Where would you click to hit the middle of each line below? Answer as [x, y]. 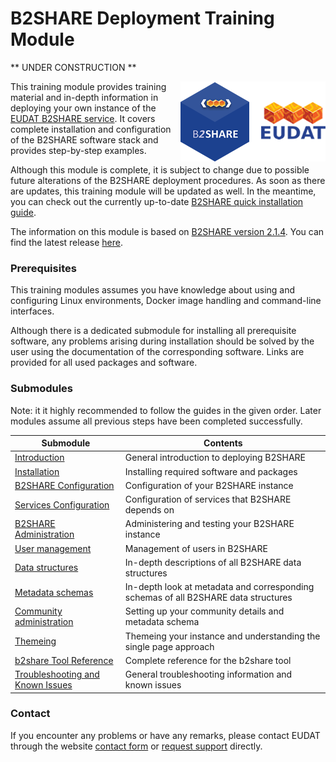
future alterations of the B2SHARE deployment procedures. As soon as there [168, 180]
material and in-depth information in [84, 97]
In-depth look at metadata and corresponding [219, 587]
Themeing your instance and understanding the [222, 636]
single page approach [169, 646]
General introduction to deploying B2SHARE [215, 458]
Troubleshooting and [57, 674]
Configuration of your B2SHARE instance [209, 485]
